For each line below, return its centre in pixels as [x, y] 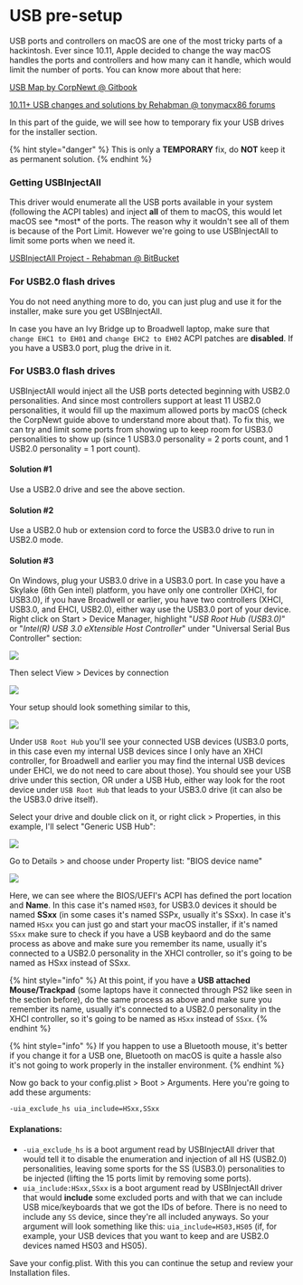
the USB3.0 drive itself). [54, 800]
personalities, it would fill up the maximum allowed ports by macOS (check [148, 410]
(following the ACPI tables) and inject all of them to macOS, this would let [146, 212]
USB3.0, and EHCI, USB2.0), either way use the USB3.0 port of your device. [150, 609]
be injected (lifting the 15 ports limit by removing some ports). [137, 1178]
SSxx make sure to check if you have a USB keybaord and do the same [140, 934]
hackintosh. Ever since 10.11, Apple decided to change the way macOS [140, 50]
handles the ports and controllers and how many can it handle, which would [151, 60]
